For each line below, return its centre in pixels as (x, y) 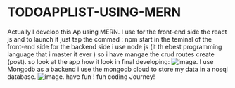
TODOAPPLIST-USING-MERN (94, 12)
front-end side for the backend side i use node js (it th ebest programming (115, 46)
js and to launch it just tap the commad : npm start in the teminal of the (110, 39)
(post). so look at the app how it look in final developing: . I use (110, 61)
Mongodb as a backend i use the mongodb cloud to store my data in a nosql (118, 69)
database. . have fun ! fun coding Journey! (81, 76)
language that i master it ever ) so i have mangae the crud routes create (111, 54)
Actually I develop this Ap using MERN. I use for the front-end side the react (117, 32)
